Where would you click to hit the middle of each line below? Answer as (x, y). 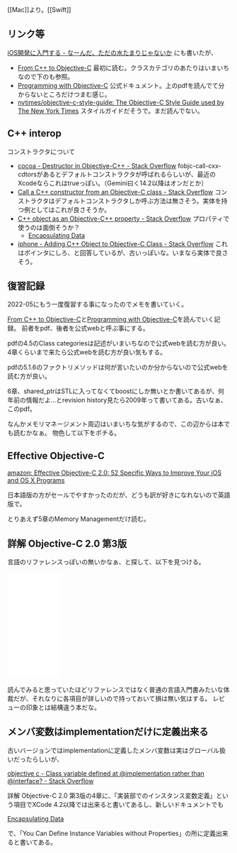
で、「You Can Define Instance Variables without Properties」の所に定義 (112, 833)
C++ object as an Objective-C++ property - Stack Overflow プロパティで (123, 219)
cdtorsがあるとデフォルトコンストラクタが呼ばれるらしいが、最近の (116, 174)
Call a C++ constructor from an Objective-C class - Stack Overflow (115, 192)
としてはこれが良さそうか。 (70, 209)
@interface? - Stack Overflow (51, 781)
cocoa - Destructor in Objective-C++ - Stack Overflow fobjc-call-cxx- (119, 165)
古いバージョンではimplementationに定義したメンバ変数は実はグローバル (114, 750)
